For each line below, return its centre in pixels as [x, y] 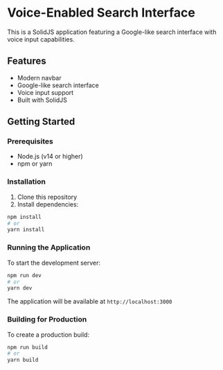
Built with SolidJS [42, 100]
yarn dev [20, 288]
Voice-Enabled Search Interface [101, 13]
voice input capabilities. [41, 39]
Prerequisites [30, 141]
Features [27, 61]
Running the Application [49, 247]
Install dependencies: [48, 204]
